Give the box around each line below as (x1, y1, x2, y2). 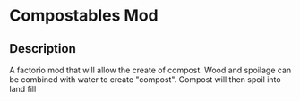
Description (9, 41, 76, 56)
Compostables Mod (9, 5, 159, 26)
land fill (9, 84, 37, 94)
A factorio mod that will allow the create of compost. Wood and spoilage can (9, 64, 292, 75)
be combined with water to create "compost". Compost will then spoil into (9, 74, 281, 85)
